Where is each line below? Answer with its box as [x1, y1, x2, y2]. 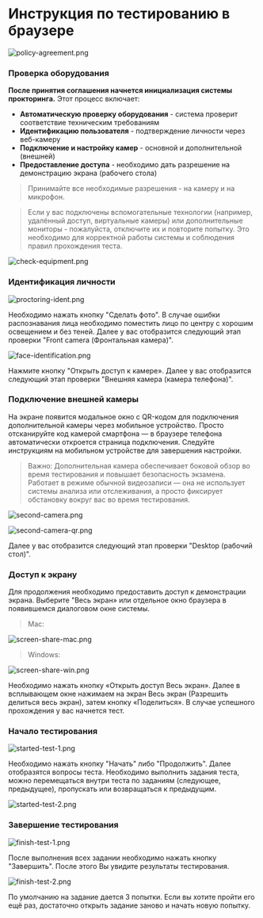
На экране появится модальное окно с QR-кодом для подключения [8, 411, 239, 421]
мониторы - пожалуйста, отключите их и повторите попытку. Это [27, 224, 250, 234]
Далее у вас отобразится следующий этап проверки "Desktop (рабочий [8, 541, 253, 550]
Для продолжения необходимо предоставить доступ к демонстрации [8, 587, 246, 597]
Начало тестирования [8, 726, 97, 737]
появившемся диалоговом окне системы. [8, 604, 151, 614]
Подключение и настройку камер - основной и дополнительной [19, 143, 242, 153]
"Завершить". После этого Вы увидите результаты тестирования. [8, 861, 230, 870]
